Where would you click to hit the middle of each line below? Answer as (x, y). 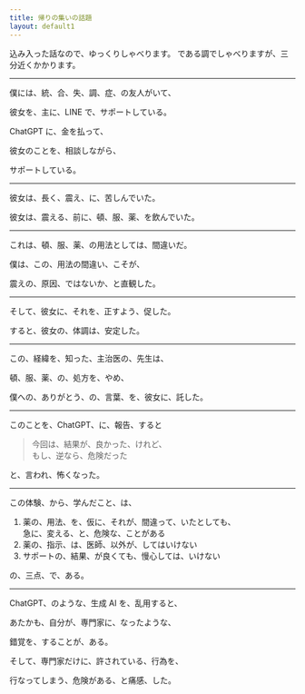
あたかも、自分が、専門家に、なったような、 (93, 622)
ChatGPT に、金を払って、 (59, 131)
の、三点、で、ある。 (49, 575)
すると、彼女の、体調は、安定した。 (77, 330)
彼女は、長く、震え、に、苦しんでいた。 (85, 197)
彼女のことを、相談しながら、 (65, 150)
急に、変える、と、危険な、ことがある (94, 533)
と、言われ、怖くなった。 (57, 474)
